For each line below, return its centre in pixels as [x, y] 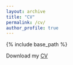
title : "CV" [20, 17]
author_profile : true [32, 28]
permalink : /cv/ [26, 22]
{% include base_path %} [37, 45]
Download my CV [27, 56]
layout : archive [26, 11]
